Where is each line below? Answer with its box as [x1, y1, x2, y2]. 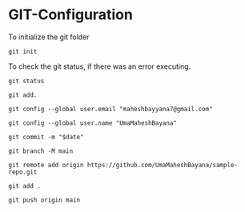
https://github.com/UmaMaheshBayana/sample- [86, 161, 239, 169]
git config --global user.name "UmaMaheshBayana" [8, 118, 178, 127]
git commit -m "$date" [8, 133, 84, 141]
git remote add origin [8, 161, 84, 169]
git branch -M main [8, 146, 74, 155]
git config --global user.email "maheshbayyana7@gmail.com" [8, 105, 214, 113]
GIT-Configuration [8, 6, 134, 24]
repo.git [8, 168, 38, 176]
